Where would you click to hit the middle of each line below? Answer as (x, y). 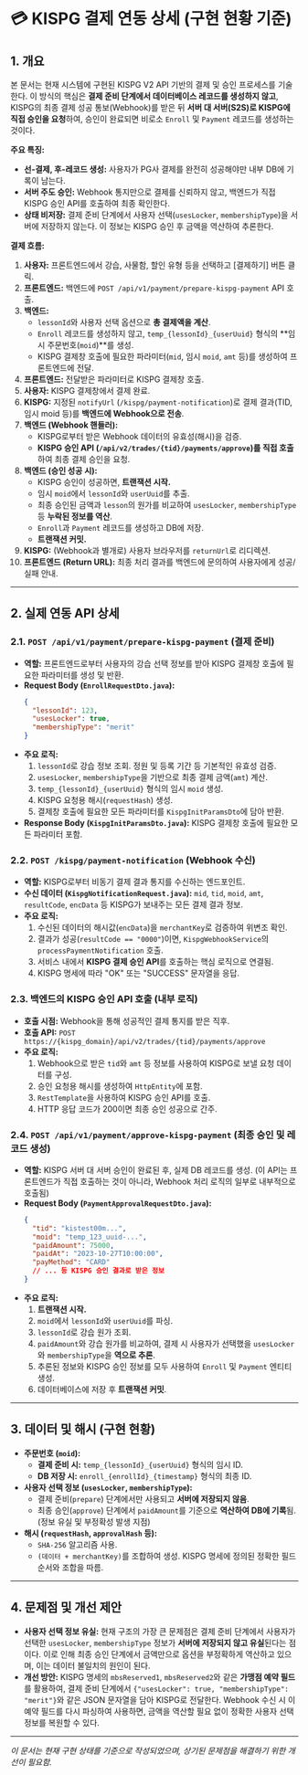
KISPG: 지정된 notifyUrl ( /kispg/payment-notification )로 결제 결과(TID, (158, 402)
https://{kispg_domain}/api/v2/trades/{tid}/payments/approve (144, 1041)
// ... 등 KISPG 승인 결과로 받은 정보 (99, 1271)
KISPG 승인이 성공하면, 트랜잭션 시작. (104, 482)
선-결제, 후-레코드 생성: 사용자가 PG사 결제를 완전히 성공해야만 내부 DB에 (154, 169)
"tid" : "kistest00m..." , (80, 1228)
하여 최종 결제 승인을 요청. (84, 459)
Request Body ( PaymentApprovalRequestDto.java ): (117, 1203)
